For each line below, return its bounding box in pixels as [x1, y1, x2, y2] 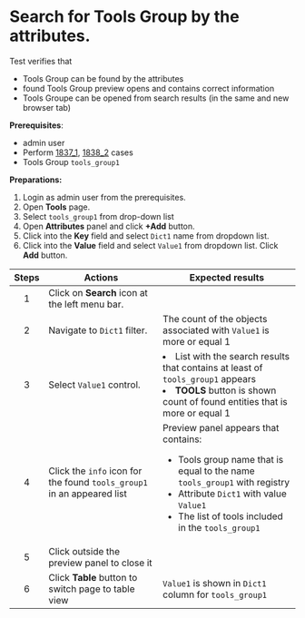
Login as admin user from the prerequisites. [22, 191, 186, 202]
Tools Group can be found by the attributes [22, 73, 184, 83]
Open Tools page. [22, 201, 91, 212]
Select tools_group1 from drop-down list [22, 211, 174, 221]
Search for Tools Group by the [9, 6, 240, 27]
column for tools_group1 [162, 588, 268, 601]
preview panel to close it [48, 556, 152, 569]
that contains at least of [162, 361, 263, 374]
